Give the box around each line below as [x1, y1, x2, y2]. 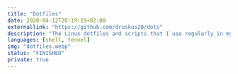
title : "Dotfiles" [7, 10, 62, 18]
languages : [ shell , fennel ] [7, 37, 91, 44]
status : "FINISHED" [7, 50, 65, 57]
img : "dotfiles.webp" [7, 43, 72, 50]
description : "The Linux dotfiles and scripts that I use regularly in [7, 30, 223, 37]
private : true [7, 56, 50, 63]
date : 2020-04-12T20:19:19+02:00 [7, 17, 106, 24]
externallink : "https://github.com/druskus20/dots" [7, 23, 163, 30]
